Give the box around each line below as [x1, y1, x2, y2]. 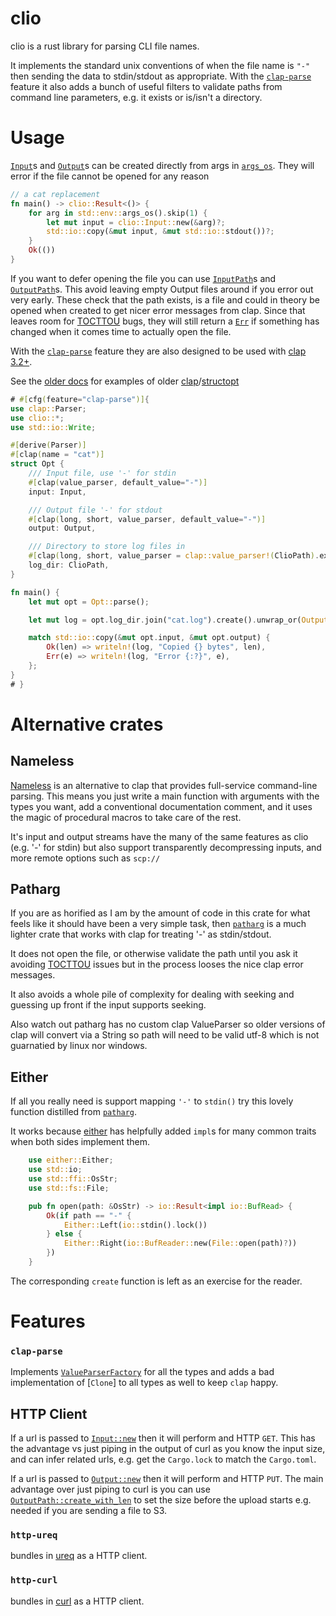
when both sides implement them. [10, 1136, 151, 1148]
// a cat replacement [10, 189, 101, 199]
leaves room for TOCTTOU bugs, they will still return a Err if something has [10, 315, 320, 327]
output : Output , [28, 523, 97, 534]
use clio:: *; [10, 413, 65, 423]
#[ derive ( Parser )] [10, 440, 87, 451]
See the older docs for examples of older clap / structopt [10, 375, 240, 387]
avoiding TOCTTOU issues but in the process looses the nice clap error [10, 958, 304, 971]
